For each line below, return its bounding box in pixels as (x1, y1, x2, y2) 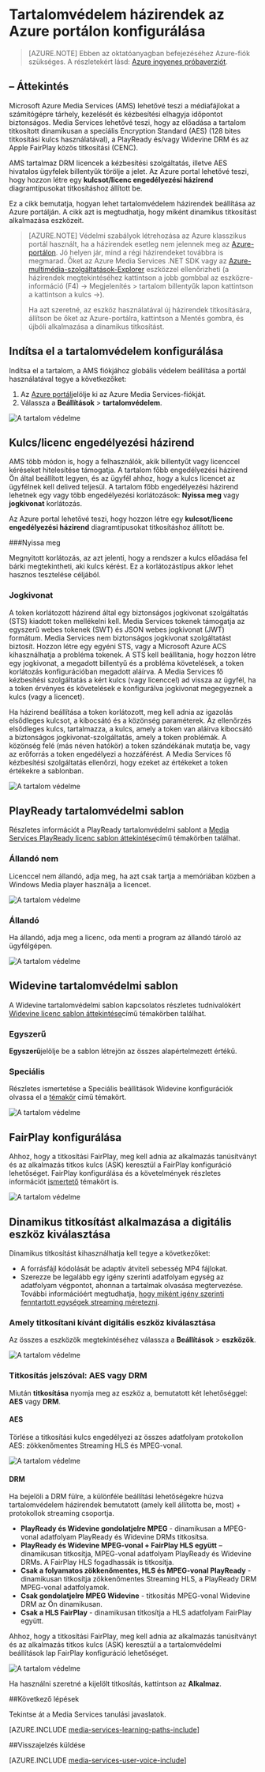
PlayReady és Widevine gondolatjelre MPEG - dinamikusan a (20, 1524, 222, 1533)
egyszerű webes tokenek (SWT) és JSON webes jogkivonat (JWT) (9, 625, 226, 634)
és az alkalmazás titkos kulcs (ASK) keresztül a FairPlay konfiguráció (9, 1160, 232, 1169)
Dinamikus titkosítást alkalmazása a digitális (9, 1215, 232, 1229)
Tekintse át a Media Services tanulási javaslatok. (9, 1710, 166, 1719)
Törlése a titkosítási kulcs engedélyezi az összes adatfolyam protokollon (9, 1432, 244, 1441)
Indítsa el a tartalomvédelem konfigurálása (9, 345, 224, 358)
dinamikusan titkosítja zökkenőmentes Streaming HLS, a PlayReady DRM (20, 1574, 257, 1584)
